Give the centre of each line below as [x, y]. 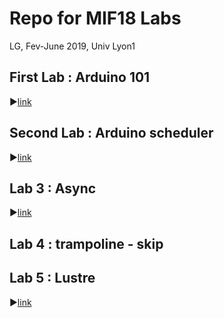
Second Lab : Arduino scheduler [111, 133]
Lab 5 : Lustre [52, 278]
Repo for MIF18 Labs [95, 18]
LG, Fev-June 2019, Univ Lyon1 [72, 46]
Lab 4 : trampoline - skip [86, 243]
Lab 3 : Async [53, 188]
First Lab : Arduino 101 [80, 77]
